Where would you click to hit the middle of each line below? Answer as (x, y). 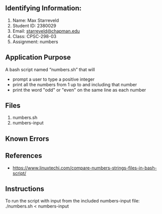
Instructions (25, 189)
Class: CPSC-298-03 (34, 36)
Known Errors (27, 139)
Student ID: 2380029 (34, 26)
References (24, 156)
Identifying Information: (44, 8)
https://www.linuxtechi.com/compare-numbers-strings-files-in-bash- (85, 168)
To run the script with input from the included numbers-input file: (72, 201)
